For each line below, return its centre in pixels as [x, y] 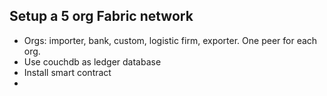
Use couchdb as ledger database [92, 61]
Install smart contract [67, 72]
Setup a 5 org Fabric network [101, 16]
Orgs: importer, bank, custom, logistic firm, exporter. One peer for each [170, 40]
